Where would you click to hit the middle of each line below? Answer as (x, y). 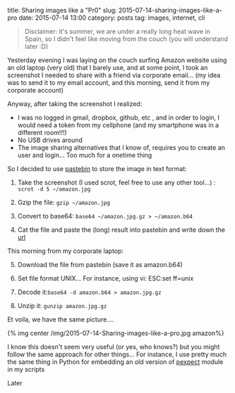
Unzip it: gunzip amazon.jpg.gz (62, 306)
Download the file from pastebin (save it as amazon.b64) (100, 265)
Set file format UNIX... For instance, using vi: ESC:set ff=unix (106, 278)
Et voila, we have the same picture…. (61, 319)
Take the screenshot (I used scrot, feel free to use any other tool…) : (116, 182)
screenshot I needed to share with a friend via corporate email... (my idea (114, 75)
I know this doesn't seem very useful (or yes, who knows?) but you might (114, 347)
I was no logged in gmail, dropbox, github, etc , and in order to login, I (119, 117)
